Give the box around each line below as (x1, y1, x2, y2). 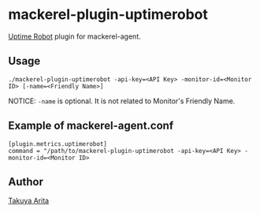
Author (8, 175, 43, 189)
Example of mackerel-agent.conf (8, 119, 174, 133)
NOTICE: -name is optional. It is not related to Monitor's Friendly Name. (8, 96, 236, 106)
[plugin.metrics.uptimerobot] (8, 140, 108, 148)
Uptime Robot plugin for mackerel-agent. (8, 32, 141, 41)
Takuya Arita (8, 196, 50, 206)
